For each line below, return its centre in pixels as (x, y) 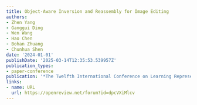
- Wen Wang (19, 33)
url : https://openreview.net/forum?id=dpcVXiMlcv (73, 93)
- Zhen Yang (21, 22)
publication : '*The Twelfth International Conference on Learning (89, 76)
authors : (17, 17)
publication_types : (30, 66)
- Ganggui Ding (25, 28)
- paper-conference (30, 71)
